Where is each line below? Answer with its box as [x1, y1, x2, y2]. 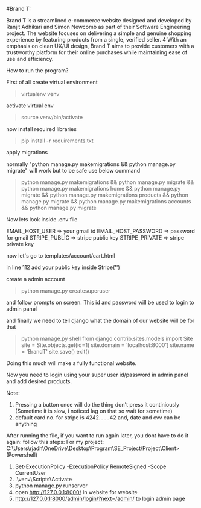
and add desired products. [6, 378, 72, 385]
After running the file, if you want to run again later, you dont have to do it [6, 432, 189, 439]
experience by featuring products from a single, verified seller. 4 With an [6, 36, 187, 43]
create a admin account [6, 276, 65, 282]
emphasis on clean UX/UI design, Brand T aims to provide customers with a [6, 42, 194, 49]
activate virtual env [6, 102, 54, 109]
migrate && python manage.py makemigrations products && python [21, 191, 189, 198]
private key [6, 241, 34, 247]
